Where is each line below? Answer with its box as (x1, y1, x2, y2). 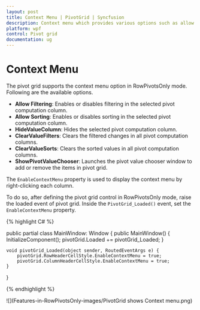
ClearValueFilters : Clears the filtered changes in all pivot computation (14, 132, 189, 139)
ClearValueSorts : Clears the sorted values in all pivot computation (14, 145, 180, 152)
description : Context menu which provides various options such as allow (6, 20, 195, 26)
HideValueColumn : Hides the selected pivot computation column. (14, 125, 178, 133)
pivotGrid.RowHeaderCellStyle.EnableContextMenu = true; (17, 252, 162, 258)
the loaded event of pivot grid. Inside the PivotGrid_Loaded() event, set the (6, 200, 192, 207)
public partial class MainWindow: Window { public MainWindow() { (6, 229, 171, 237)
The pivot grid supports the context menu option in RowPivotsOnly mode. (6, 82, 187, 89)
